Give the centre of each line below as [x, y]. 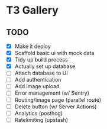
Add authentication [38, 80]
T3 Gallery [33, 10]
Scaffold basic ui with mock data [54, 53]
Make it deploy [33, 46]
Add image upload [37, 86]
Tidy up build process [41, 60]
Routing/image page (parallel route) [58, 100]
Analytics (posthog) [39, 113]
